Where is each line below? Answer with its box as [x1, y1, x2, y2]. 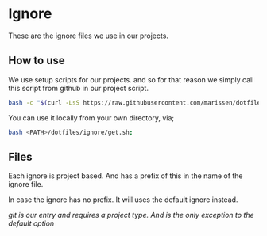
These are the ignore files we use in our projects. [8, 31, 169, 40]
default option [8, 219, 55, 228]
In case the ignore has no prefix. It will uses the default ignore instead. [8, 195, 238, 204]
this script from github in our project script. [8, 83, 149, 93]
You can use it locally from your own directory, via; [8, 112, 175, 123]
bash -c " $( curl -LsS [8, 98, 80, 107]
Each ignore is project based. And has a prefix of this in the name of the [8, 171, 244, 181]
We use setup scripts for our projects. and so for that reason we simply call [8, 74, 254, 84]
